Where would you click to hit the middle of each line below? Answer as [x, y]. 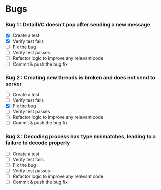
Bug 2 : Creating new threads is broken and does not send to [80, 77]
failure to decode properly [38, 143]
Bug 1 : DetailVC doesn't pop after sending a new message [78, 25]
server [13, 84]
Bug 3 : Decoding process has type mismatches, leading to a [80, 137]
